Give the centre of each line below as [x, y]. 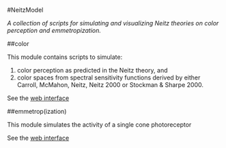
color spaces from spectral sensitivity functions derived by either [109, 77]
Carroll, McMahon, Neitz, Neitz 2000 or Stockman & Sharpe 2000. [110, 85]
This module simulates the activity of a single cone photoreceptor [99, 125]
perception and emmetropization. [54, 30]
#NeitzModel [25, 10]
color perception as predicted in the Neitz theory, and [93, 70]
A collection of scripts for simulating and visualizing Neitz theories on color [113, 23]
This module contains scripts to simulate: [65, 57]
